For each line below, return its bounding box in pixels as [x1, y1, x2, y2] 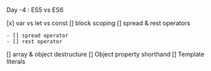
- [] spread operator [6, 32, 69, 39]
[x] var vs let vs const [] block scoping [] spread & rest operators [6, 19, 191, 27]
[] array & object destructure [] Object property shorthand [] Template [6, 51, 205, 58]
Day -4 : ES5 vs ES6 [6, 6, 63, 14]
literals [6, 57, 26, 66]
